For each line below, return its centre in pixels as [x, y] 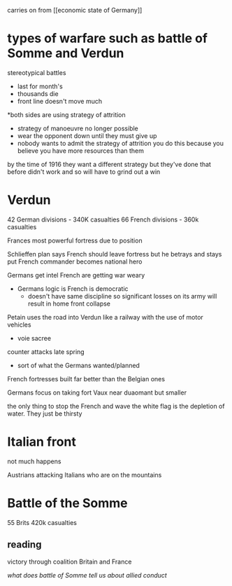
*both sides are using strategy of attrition [66, 114]
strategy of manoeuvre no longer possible [78, 128]
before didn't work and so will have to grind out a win [84, 172]
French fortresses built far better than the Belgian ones [86, 379]
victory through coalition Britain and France [70, 561]
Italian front [42, 442]
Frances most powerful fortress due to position [75, 240]
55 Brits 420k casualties [42, 522]
